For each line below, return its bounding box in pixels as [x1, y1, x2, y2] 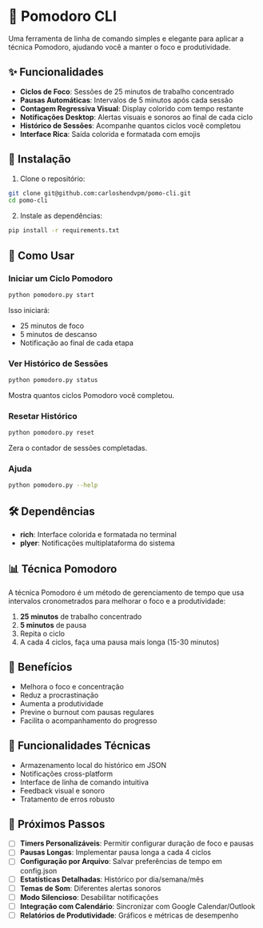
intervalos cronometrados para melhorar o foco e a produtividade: [8, 596, 226, 605]
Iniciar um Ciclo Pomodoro [8, 272, 114, 283]
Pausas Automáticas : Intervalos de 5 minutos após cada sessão [19, 95, 233, 105]
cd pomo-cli [8, 196, 48, 205]
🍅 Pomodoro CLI [8, 7, 118, 26]
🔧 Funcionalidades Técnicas [8, 739, 151, 753]
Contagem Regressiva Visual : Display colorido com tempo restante [19, 103, 244, 113]
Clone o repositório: [19, 174, 86, 183]
